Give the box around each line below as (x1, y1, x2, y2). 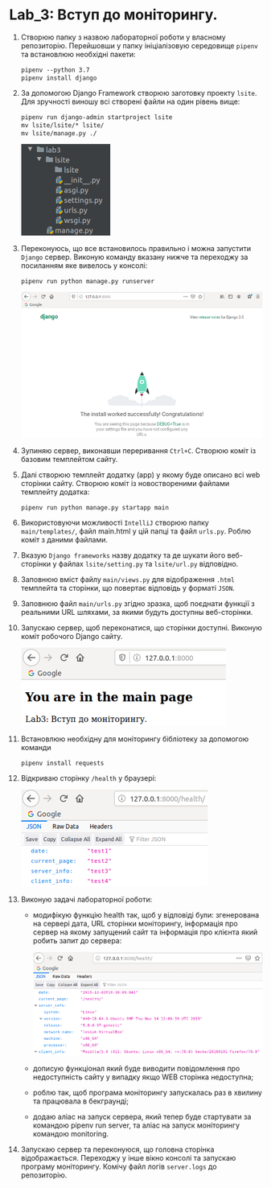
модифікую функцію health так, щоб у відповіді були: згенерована (32, 910, 260, 920)
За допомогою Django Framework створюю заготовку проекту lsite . (20, 88, 257, 97)
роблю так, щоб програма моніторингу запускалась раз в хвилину (32, 1087, 262, 1097)
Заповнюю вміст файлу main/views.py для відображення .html (20, 575, 236, 584)
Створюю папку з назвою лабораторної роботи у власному (20, 32, 226, 42)
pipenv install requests (20, 759, 105, 768)
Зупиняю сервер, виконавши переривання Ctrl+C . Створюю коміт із (20, 446, 257, 456)
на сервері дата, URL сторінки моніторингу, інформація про (32, 919, 238, 929)
